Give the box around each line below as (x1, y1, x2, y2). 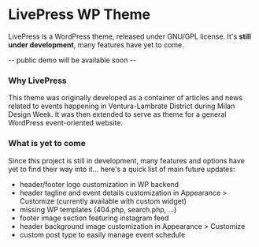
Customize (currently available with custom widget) (19, 196, 187, 206)
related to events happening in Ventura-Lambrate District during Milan (8, 101, 235, 111)
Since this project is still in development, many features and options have (8, 155, 246, 165)
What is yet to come (8, 138, 87, 149)
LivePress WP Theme (8, 6, 151, 24)
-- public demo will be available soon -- (8, 55, 136, 65)
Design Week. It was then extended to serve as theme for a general (8, 110, 227, 119)
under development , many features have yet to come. (8, 39, 184, 49)
